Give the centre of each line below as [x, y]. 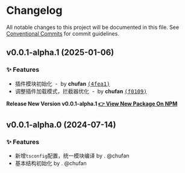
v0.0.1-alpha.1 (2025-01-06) [60, 53]
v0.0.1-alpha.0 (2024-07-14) [61, 125]
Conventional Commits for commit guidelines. [63, 33]
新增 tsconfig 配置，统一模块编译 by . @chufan [72, 156]
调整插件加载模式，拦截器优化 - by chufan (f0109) [81, 91]
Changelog [34, 11]
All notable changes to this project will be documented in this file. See [93, 27]
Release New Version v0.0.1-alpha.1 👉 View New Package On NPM [92, 104]
